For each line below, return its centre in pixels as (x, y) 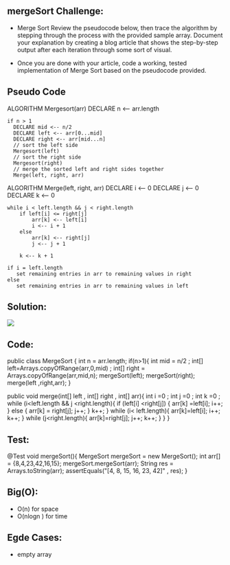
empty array (34, 554)
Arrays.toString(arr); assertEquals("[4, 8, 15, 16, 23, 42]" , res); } (97, 471)
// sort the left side (46, 145)
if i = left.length (35, 268)
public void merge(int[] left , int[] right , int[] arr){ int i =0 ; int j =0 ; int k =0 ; (114, 396)
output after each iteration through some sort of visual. (94, 49)
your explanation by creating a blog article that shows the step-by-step (117, 42)
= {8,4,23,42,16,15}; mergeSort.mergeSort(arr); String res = (90, 463)
